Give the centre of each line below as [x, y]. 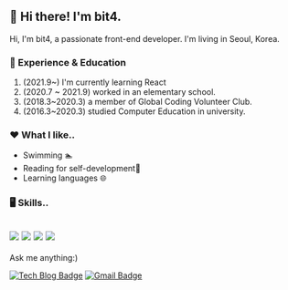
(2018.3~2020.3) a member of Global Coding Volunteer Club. [138, 102]
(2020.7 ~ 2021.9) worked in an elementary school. [119, 92]
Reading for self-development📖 [82, 169]
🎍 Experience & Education [68, 62]
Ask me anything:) [44, 258]
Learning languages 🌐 [64, 178]
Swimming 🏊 [48, 155]
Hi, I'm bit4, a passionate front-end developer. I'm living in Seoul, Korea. [145, 38]
